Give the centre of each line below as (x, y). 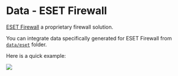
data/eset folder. (27, 44)
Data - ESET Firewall (57, 11)
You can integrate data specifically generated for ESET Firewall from (89, 38)
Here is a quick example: (36, 56)
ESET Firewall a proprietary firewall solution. (60, 27)
